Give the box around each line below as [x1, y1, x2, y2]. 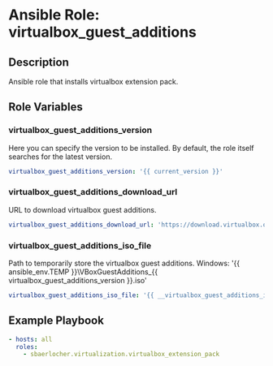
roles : [15, 342, 38, 351]
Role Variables [8, 100, 83, 114]
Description [8, 55, 69, 69]
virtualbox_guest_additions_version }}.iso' [8, 276, 148, 286]
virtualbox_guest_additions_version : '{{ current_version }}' [8, 167, 223, 175]
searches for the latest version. [8, 152, 112, 161]
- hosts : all [8, 335, 53, 343]
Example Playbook [8, 314, 104, 328]
